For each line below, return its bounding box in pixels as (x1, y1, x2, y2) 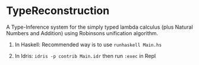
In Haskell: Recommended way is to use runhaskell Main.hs (14, 41, 162, 48)
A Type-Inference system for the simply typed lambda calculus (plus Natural (6, 23, 193, 30)
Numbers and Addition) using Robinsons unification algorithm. (6, 29, 159, 36)
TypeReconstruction (6, 4, 110, 18)
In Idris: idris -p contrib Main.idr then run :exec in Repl (14, 52, 156, 59)
